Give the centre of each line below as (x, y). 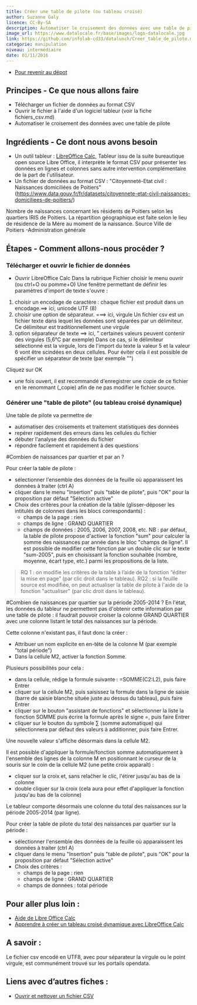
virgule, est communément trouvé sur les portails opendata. (78, 963)
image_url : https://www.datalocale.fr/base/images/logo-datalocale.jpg (95, 34)
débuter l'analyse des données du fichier (64, 440)
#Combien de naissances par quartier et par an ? (65, 457)
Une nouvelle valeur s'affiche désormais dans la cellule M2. (78, 741)
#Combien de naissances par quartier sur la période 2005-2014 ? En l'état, (96, 603)
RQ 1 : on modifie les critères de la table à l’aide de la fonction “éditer (103, 573)
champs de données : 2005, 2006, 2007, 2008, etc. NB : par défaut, (105, 530)
